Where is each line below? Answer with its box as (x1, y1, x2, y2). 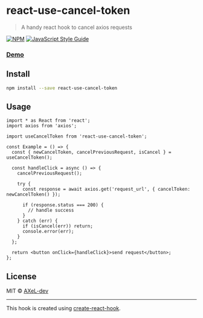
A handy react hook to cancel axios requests (21, 24, 133, 31)
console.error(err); (22, 229, 74, 235)
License (6, 271, 37, 281)
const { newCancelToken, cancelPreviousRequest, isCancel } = (11, 149, 172, 156)
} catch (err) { (17, 218, 59, 224)
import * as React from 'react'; (6, 118, 91, 124)
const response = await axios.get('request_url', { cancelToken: (22, 186, 190, 192)
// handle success (28, 208, 74, 214)
